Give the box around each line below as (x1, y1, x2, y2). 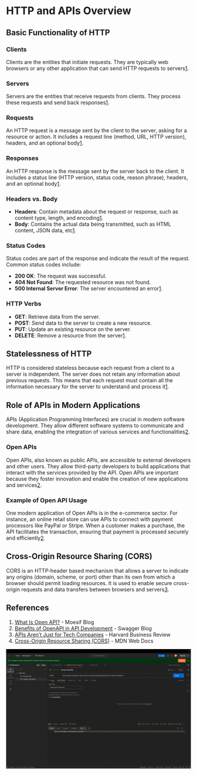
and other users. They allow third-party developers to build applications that (6, 463, 191, 470)
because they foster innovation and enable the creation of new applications (6, 475, 189, 482)
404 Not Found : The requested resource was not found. (14, 279, 151, 286)
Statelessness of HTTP (6, 349, 92, 359)
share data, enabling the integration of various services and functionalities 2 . (6, 428, 191, 436)
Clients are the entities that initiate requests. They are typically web (6, 58, 169, 65)
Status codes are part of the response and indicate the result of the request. (6, 255, 190, 262)
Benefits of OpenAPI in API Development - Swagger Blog (14, 624, 152, 632)
